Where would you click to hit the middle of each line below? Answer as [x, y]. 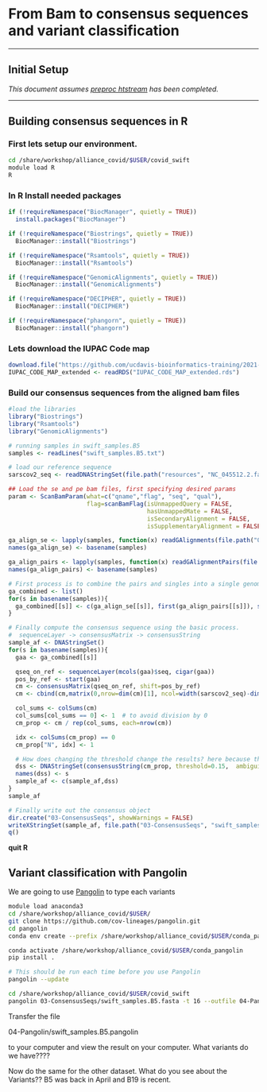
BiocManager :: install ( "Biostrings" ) [76, 241]
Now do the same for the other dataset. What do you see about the [118, 1071]
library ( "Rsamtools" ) [44, 424]
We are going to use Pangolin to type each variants [92, 892]
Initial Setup [39, 70]
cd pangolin [28, 928]
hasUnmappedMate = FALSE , [190, 511]
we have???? [29, 1055]
